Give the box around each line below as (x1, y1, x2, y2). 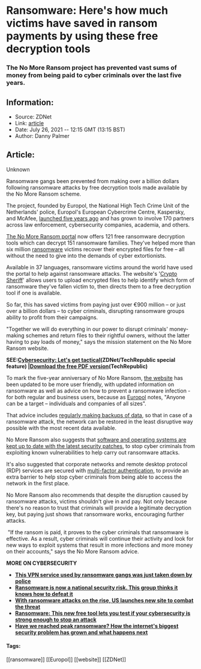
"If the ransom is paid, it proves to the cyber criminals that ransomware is (7, 528, 189, 536)
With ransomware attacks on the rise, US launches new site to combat (14, 597, 194, 604)
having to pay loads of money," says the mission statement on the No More (6, 338, 192, 345)
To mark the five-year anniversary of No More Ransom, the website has (6, 374, 183, 381)
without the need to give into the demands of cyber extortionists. (6, 252, 167, 259)
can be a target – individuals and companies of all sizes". (6, 400, 147, 407)
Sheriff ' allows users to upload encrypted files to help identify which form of (6, 276, 195, 284)
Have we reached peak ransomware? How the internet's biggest (14, 622, 179, 629)
